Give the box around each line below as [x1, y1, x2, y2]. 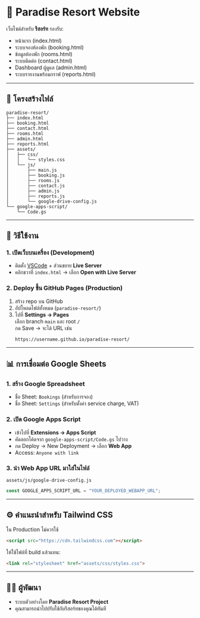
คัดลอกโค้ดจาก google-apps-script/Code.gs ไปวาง [14, 435, 128, 443]
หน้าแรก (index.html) [14, 37, 62, 44]
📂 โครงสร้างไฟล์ [6, 94, 54, 104]
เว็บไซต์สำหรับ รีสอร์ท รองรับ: [6, 25, 64, 32]
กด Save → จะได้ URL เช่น [14, 325, 73, 332]
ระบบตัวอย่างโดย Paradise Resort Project [14, 598, 109, 605]
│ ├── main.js [6, 167, 58, 173]
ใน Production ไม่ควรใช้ [6, 526, 59, 533]
